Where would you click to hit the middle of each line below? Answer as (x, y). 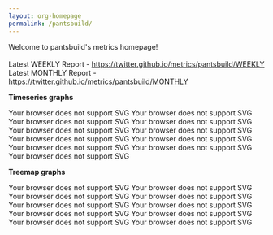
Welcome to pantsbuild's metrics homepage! (83, 46)
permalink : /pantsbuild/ (50, 24)
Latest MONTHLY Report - (52, 72)
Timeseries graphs (41, 97)
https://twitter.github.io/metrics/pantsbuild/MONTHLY (98, 81)
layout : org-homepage (45, 16)
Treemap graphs (37, 172)
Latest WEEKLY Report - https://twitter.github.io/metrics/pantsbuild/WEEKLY (136, 64)
